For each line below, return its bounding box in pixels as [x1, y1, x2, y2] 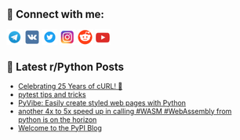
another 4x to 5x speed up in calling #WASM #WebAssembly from [17, 106, 232, 116]
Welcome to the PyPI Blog [17, 123, 102, 132]
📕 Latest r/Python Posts [6, 61, 125, 74]
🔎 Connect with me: [6, 8, 104, 21]
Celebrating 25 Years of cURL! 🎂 [17, 81, 123, 90]
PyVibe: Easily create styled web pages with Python [17, 98, 187, 107]
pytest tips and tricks [17, 90, 86, 99]
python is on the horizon [17, 115, 97, 124]
